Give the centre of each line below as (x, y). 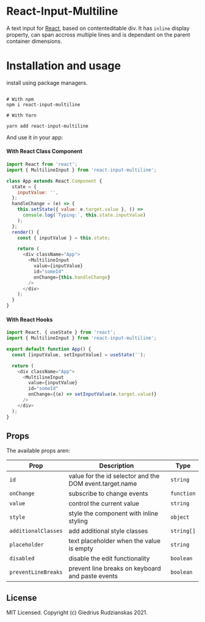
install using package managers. (47, 82)
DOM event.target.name (103, 484)
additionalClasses (36, 531)
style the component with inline (113, 513)
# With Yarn (21, 115)
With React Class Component (45, 152)
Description (117, 466)
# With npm (20, 99)
